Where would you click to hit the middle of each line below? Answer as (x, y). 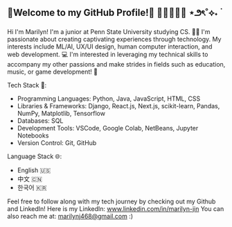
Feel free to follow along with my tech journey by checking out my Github (111, 201)
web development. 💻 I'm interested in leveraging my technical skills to (108, 54)
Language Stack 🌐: (35, 156)
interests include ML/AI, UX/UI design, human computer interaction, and (110, 47)
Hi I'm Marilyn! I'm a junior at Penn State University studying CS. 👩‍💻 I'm (109, 31)
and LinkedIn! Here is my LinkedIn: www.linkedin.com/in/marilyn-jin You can (116, 208)
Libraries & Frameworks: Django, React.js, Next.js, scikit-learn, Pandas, (118, 106)
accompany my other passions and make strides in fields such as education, (116, 64)
